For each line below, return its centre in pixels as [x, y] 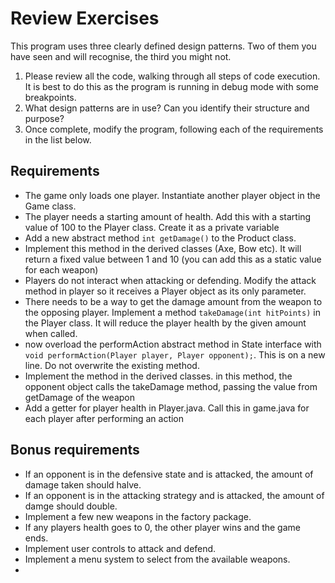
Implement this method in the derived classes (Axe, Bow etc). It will [163, 248]
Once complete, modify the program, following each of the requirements [174, 129]
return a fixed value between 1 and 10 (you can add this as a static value [173, 259]
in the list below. [58, 139]
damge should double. [71, 506]
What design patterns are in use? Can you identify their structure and [167, 108]
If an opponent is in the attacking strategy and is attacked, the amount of [174, 495]
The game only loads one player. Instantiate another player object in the [172, 195]
